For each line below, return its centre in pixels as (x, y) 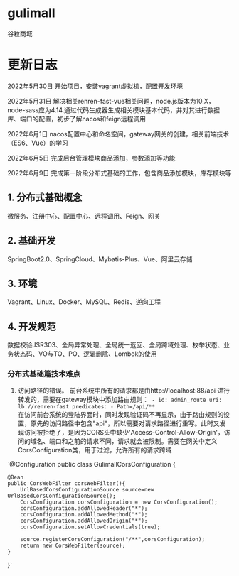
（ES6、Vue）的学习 (38, 143)
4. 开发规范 (32, 326)
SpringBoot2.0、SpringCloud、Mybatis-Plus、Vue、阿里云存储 (100, 259)
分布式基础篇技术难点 (44, 374)
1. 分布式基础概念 (45, 198)
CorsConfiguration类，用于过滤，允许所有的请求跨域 (95, 450)
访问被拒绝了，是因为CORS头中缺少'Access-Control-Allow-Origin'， (124, 433)
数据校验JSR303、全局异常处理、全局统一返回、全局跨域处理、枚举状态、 (116, 345)
